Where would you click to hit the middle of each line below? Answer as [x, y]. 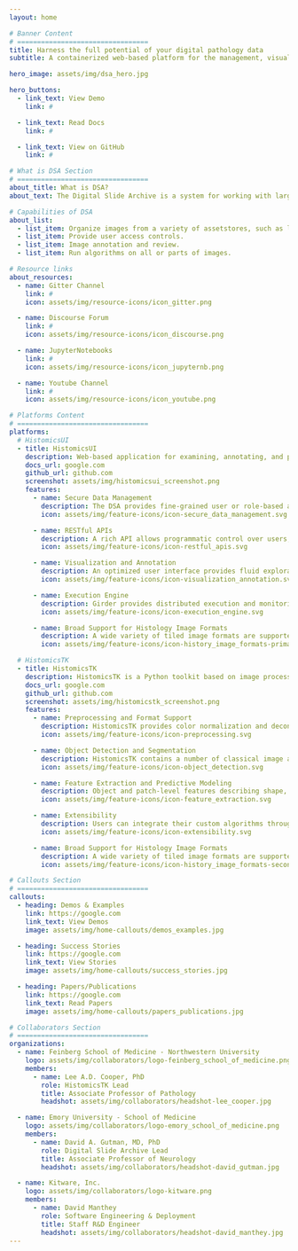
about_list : [31, 220]
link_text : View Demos [67, 922]
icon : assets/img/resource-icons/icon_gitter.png [119, 302]
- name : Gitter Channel [61, 285]
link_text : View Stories [71, 963]
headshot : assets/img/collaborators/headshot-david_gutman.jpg [160, 1167]
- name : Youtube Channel [63, 383]
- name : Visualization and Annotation [104, 563]
